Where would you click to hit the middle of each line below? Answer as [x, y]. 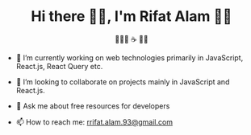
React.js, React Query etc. [59, 66]
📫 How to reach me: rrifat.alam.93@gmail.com [94, 122]
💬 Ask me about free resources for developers [93, 106]
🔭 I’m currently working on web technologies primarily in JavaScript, [130, 57]
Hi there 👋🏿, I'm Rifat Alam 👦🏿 [132, 16]
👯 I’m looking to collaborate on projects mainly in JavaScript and [123, 82]
